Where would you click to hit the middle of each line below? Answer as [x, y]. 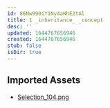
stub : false [24, 46]
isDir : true [24, 53]
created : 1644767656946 [42, 39]
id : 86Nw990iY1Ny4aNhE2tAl [46, 13]
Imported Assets [44, 80]
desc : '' [20, 26]
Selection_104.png [43, 97]
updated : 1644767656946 [42, 33]
